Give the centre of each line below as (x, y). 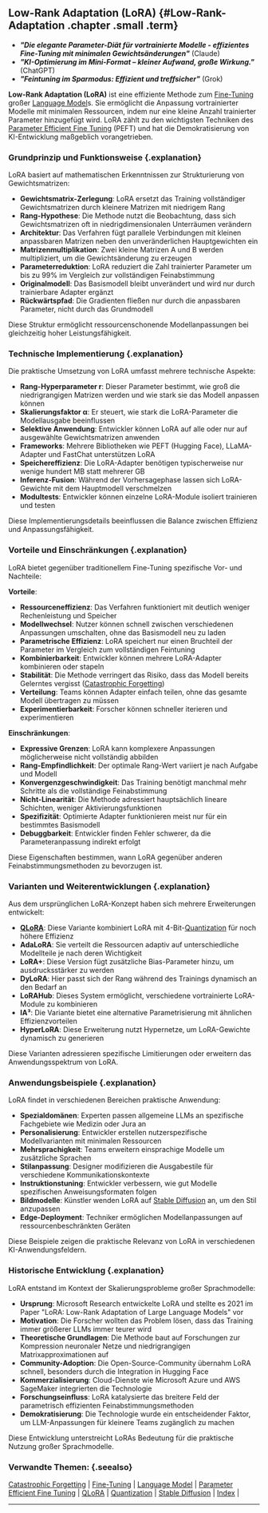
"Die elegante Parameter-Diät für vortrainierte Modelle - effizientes (134, 45)
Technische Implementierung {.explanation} (96, 354)
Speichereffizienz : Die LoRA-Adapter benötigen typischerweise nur (132, 463)
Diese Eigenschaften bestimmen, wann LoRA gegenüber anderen (116, 857)
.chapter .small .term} (123, 26)
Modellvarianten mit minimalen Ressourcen (91, 1141)
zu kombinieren (72, 1004)
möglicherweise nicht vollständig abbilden (89, 756)
